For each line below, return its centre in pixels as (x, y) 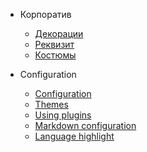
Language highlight (74, 136)
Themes (51, 104)
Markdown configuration (85, 125)
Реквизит (54, 44)
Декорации (59, 33)
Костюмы (55, 55)
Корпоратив (45, 14)
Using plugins (63, 115)
